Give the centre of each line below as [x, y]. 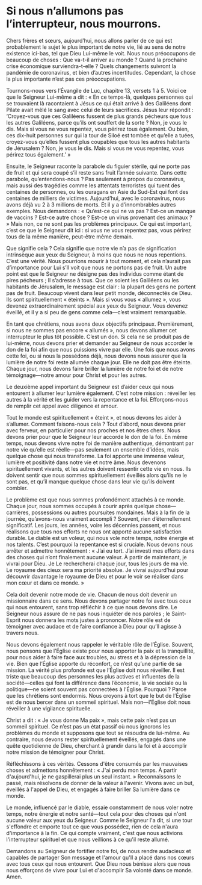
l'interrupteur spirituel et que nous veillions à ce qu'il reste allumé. [88, 839]
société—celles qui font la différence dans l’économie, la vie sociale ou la [97, 683]
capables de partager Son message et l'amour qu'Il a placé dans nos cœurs [100, 857]
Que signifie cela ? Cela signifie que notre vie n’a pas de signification [91, 248]
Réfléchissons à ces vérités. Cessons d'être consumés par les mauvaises [97, 763]
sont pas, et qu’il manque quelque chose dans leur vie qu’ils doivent [90, 481]
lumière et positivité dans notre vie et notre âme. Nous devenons [86, 462]
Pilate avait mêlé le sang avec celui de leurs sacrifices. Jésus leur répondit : [100, 110]
